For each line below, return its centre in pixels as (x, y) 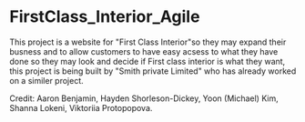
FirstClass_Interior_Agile (105, 17)
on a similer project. (46, 80)
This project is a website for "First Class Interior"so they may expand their (148, 42)
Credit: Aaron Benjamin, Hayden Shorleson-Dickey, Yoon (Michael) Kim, (144, 98)
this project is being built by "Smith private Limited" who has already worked (153, 71)
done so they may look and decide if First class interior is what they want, (147, 61)
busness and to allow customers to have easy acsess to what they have (144, 51)
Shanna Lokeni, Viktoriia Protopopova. (81, 107)
